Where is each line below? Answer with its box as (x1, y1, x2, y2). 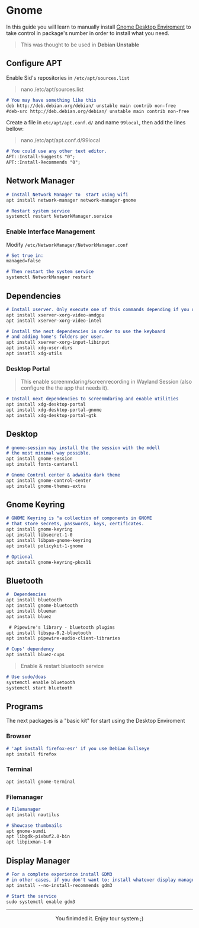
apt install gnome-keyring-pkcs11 (6, 559, 92, 565)
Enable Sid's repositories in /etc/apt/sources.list (6, 74, 130, 81)
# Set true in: (6, 252, 44, 259)
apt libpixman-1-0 (6, 839, 52, 845)
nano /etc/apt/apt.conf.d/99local (20, 137, 101, 144)
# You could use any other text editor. (6, 148, 108, 155)
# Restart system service (6, 208, 70, 214)
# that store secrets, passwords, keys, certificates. (6, 521, 145, 527)
